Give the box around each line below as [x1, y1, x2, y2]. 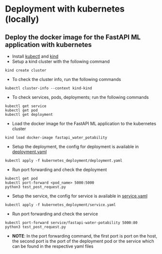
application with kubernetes [5, 40, 92, 49]
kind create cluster [5, 68, 47, 73]
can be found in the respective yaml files [12, 243, 94, 249]
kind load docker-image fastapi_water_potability [5, 135, 108, 140]
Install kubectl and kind [12, 53, 59, 59]
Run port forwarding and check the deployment [12, 167, 107, 173]
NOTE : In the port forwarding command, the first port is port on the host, [12, 233, 158, 238]
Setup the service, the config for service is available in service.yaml [12, 193, 148, 199]
